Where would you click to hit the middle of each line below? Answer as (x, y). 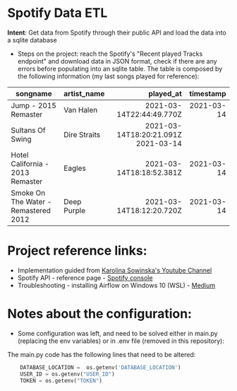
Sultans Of (28, 130)
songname (34, 93)
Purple (74, 210)
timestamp (208, 93)
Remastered (31, 210)
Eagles (74, 168)
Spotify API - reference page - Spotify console (85, 277)
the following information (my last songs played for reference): (108, 76)
